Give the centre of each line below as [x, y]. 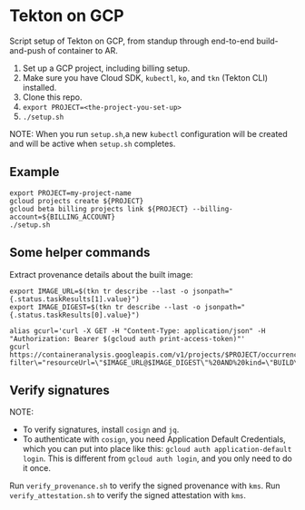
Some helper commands [80, 253]
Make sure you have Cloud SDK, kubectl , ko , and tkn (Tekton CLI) [145, 77]
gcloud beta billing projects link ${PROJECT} [99, 209]
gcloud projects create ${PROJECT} [77, 201]
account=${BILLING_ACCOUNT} [63, 217]
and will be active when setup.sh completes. [93, 143]
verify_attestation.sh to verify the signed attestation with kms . [128, 495]
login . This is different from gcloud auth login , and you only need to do [157, 458]
